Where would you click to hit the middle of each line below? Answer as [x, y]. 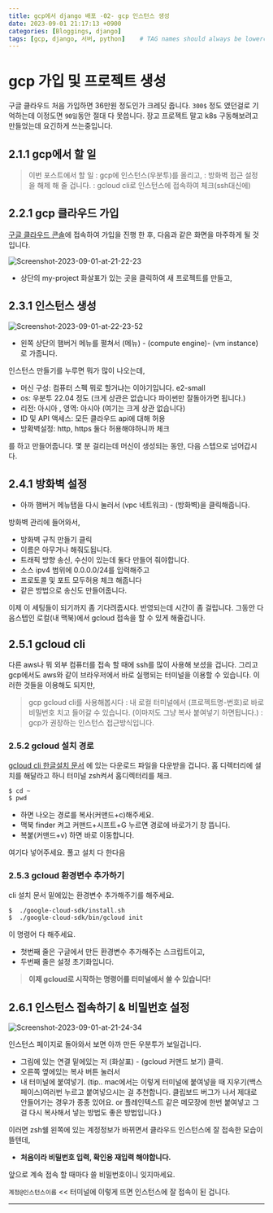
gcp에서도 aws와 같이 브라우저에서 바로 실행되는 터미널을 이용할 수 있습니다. [130, 675]
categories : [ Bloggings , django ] [65, 31]
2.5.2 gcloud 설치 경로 [51, 746]
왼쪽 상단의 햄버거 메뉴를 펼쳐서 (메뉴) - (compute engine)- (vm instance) [139, 343]
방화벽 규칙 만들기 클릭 [56, 540]
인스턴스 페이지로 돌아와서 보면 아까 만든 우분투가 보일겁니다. [105, 1044]
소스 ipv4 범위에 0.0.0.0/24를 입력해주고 [85, 570]
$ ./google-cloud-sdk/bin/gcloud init [76, 918]
